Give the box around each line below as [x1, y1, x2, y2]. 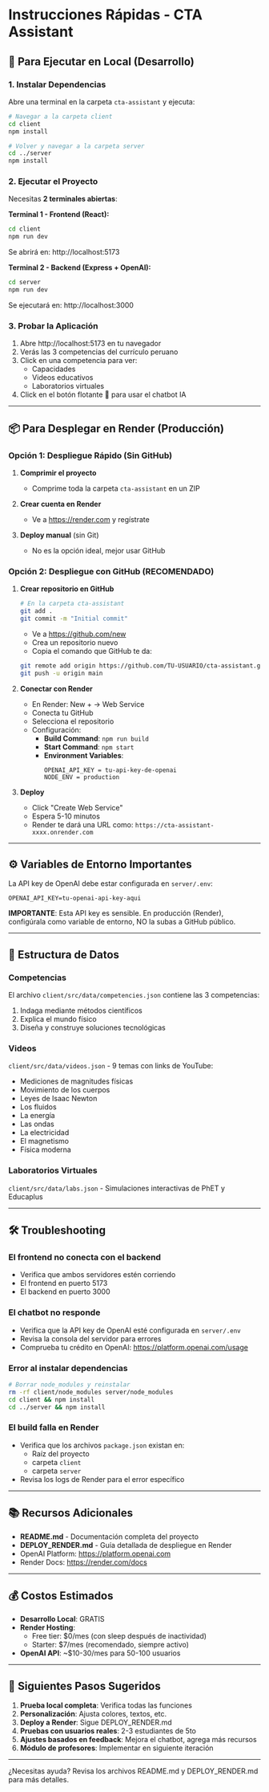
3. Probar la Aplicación [8, 320, 98, 331]
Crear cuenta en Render [19, 499, 102, 508]
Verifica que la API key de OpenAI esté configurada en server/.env [19, 1325, 242, 1335]
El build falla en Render [8, 1422, 99, 1433]
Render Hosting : [19, 1623, 76, 1632]
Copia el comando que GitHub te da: [31, 646, 152, 655]
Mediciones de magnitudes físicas [19, 1076, 134, 1086]
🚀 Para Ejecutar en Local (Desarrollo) [8, 55, 195, 68]
